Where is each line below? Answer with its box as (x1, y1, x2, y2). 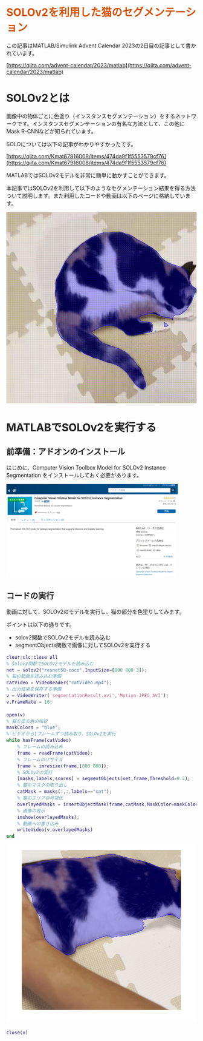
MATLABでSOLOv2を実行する (6, 421, 157, 434)
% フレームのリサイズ (17, 756, 63, 763)
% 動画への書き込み (17, 820, 59, 827)
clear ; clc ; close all (6, 654, 59, 660)
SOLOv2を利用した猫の (6, 5, 123, 19)
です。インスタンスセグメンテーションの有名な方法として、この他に (16, 120, 185, 127)
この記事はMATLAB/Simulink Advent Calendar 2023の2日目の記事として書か (6, 42, 196, 49)
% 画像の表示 (17, 807, 45, 814)
